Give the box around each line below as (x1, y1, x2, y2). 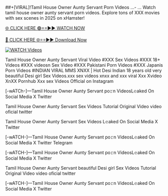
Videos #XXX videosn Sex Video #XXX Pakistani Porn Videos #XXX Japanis (5, 62, 163, 68)
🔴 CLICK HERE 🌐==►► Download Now (5, 37, 87, 42)
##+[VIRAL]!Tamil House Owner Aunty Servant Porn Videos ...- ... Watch (5, 5, 156, 10)
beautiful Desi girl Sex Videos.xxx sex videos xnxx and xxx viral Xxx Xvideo (5, 73, 162, 79)
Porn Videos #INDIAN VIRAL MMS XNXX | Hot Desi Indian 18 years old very (5, 68, 162, 73)
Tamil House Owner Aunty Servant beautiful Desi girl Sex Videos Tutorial (5, 165, 156, 171)
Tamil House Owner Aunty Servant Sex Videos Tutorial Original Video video (5, 104, 162, 109)
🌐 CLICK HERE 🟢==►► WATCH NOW (5, 25, 85, 31)
